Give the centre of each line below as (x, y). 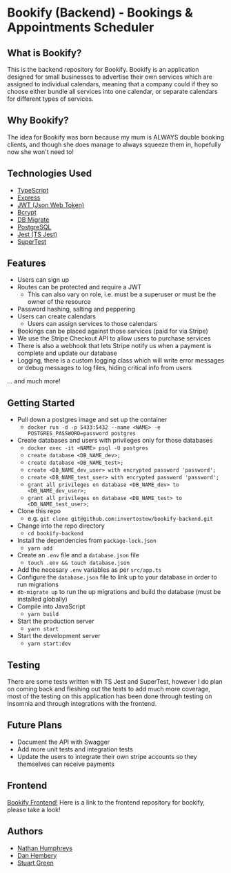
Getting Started (41, 403)
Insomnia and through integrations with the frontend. (82, 704)
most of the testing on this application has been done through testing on (110, 696)
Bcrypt (27, 212)
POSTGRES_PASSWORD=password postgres (82, 434)
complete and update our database (67, 353)
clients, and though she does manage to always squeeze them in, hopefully (114, 144)
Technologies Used (49, 174)
